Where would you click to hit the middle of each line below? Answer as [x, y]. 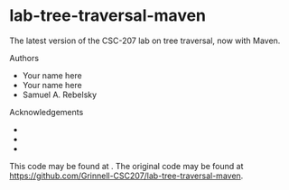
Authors [24, 58]
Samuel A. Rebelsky [60, 95]
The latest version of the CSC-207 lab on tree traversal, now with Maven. [145, 41]
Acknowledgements [47, 112]
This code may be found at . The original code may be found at [126, 166]
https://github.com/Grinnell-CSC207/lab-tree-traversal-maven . [126, 176]
